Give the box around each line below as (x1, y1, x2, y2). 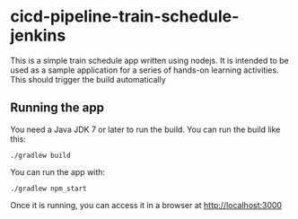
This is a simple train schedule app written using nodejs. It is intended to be (10, 55, 290, 66)
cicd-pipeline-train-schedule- (10, 6, 240, 27)
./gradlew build (10, 151, 71, 160)
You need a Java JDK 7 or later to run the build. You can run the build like (10, 124, 281, 135)
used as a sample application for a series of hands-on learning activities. (10, 65, 279, 75)
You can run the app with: (10, 166, 106, 177)
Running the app (10, 101, 104, 116)
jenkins (10, 25, 66, 46)
